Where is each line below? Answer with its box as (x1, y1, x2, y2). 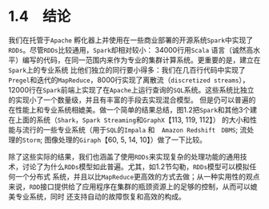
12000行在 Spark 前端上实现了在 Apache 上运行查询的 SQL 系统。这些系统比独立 (8, 85, 255, 94)
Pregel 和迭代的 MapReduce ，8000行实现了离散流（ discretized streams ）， (8, 75, 250, 85)
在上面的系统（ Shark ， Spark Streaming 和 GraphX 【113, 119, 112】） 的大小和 (8, 115, 251, 124)
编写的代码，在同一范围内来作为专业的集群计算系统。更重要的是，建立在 (22, 55, 261, 65)
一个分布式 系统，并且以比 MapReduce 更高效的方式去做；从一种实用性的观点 (14, 172, 260, 181)
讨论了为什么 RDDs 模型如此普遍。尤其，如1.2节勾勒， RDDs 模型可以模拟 (22, 161, 250, 172)
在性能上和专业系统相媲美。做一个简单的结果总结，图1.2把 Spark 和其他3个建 (8, 104, 258, 114)
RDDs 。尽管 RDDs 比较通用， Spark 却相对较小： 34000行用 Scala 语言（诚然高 (8, 45, 254, 54)
